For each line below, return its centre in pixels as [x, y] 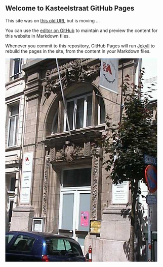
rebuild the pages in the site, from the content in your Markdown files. [78, 51]
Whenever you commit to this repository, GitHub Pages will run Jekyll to [80, 46]
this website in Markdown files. [37, 36]
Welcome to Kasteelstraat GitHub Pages [70, 8]
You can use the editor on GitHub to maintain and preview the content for [81, 31]
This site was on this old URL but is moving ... [53, 20]
